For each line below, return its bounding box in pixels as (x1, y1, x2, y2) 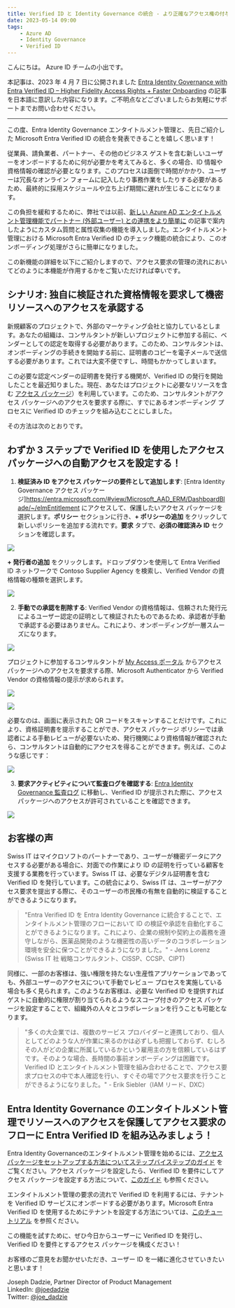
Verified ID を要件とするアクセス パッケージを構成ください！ (7, 1240, 182, 1248)
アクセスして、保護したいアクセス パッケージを (87, 503, 223, 512)
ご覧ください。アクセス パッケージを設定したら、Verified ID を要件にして (7, 1167, 218, 1175)
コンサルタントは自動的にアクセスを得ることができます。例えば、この (19, 742, 221, 751)
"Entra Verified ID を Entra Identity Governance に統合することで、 (24, 911, 216, 919)
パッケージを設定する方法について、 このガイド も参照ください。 (27, 1176, 213, 1184)
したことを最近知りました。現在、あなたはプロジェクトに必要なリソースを (7, 380, 222, 389)
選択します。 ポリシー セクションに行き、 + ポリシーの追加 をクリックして (17, 512, 228, 520)
